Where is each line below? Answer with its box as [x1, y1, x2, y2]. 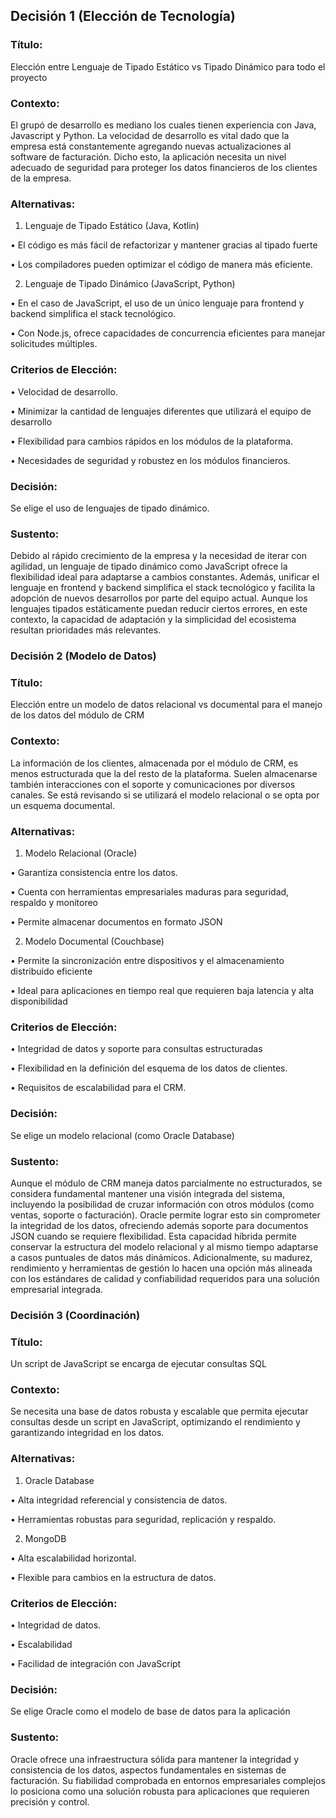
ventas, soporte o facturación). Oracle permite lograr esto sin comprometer [10, 1209, 321, 1221]
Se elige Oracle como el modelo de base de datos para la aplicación [10, 1705, 291, 1718]
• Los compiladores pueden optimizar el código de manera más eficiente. [10, 259, 313, 271]
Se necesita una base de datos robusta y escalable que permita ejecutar [10, 1405, 309, 1418]
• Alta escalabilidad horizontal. [10, 1552, 137, 1564]
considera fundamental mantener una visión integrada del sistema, [10, 1187, 285, 1199]
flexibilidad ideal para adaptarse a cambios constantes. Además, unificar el [10, 571, 320, 583]
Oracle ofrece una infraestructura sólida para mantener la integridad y [10, 1753, 300, 1765]
